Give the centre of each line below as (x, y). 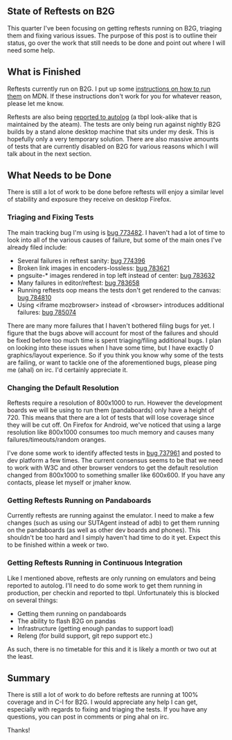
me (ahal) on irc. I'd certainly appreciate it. (68, 369)
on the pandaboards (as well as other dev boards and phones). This (104, 530)
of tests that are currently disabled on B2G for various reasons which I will (113, 146)
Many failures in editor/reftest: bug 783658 (78, 283)
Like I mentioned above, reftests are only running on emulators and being (111, 578)
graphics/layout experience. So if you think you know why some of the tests (115, 355)
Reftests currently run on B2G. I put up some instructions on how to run (109, 89)
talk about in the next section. (50, 153)
